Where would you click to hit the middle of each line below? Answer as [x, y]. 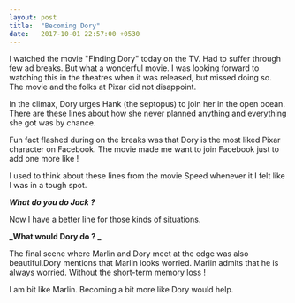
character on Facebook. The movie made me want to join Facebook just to [144, 149]
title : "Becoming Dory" [55, 26]
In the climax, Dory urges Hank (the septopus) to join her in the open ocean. [147, 104]
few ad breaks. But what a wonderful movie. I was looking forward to [134, 68]
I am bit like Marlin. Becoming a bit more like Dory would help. [121, 290]
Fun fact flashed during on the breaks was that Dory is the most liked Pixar [145, 140]
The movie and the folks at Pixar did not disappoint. [103, 87]
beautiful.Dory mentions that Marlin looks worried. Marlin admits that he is [144, 263]
